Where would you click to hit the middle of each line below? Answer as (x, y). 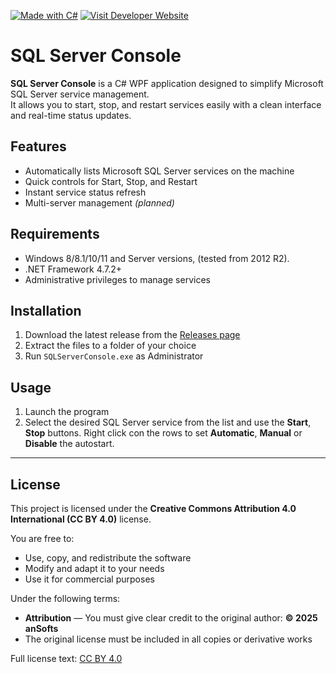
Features (38, 146)
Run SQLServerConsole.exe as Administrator (114, 356)
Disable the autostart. (69, 444)
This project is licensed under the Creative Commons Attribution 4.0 (153, 508)
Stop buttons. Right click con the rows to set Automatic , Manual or (163, 433)
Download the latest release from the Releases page (132, 335)
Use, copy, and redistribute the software (108, 558)
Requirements (55, 234)
